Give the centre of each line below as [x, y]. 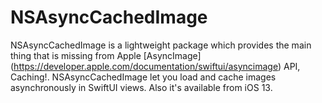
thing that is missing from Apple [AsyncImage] [106, 55]
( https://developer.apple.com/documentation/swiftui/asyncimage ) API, [155, 66]
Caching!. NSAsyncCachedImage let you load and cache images [143, 77]
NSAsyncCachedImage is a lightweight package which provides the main [161, 45]
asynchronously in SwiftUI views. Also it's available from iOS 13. [141, 87]
